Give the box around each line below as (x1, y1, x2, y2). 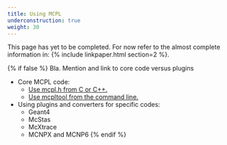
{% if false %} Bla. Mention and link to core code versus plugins (7, 64, 194, 73)
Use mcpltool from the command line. (28, 93, 139, 101)
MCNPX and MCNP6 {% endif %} (28, 130, 126, 139)
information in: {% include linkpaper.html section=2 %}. (7, 50, 170, 59)
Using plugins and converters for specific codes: (17, 100, 161, 109)
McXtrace (28, 123, 57, 132)
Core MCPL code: (17, 78, 70, 86)
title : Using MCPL (7, 10, 62, 18)
